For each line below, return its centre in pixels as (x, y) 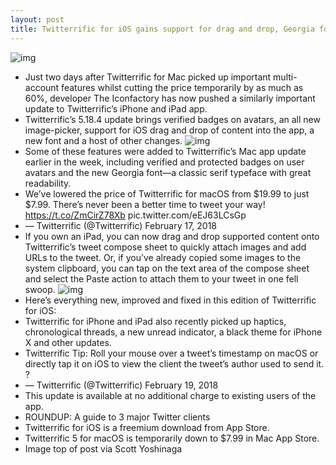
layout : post (37, 19)
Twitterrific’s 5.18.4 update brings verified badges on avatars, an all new (172, 119)
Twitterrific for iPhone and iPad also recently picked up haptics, (155, 321)
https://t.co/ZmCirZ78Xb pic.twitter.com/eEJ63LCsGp (135, 215)
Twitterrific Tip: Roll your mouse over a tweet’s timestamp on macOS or (171, 353)
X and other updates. (68, 342)
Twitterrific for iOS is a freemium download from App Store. (147, 427)
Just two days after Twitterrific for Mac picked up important (148, 77)
